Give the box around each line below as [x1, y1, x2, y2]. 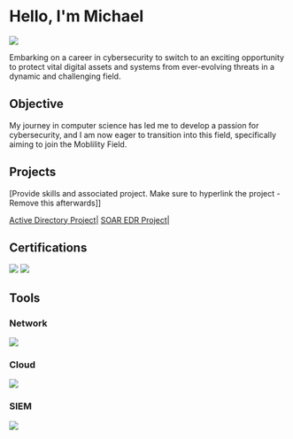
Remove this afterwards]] [9, 197, 102, 208]
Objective [9, 96, 65, 112]
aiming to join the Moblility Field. [9, 139, 127, 150]
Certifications [9, 240, 88, 255]
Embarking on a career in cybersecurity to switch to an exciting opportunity [9, 51, 285, 63]
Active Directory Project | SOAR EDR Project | [9, 214, 170, 225]
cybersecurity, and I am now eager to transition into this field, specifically [9, 129, 277, 140]
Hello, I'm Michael [9, 6, 144, 27]
